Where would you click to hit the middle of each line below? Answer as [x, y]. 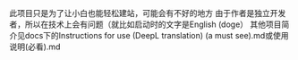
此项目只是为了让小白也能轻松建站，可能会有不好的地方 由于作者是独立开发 [148, 13]
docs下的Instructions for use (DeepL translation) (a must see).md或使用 [157, 35]
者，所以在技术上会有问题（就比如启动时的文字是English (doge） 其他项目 [145, 24]
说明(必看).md [35, 47]
